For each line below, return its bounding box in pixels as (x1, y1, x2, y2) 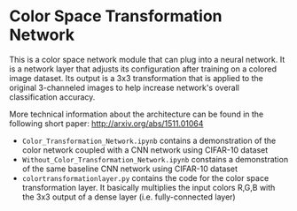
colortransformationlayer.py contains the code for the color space (21, 172, 270, 183)
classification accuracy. (9, 91, 96, 102)
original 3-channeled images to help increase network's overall (9, 82, 239, 93)
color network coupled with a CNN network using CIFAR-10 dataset (21, 144, 269, 155)
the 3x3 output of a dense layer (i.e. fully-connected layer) (21, 192, 237, 202)
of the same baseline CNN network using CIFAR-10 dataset (21, 163, 238, 174)
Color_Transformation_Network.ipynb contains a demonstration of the (21, 135, 277, 146)
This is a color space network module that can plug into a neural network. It (9, 54, 285, 64)
